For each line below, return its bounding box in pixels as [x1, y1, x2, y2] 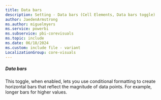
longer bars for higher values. [5, 89, 68, 95]
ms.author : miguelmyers [5, 21, 56, 27]
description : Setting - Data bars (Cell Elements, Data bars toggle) [5, 12, 156, 17]
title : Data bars [5, 7, 42, 13]
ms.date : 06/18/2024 [5, 41, 49, 46]
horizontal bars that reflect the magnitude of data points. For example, [5, 84, 152, 90]
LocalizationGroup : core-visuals [5, 50, 76, 55]
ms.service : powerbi [5, 26, 49, 31]
